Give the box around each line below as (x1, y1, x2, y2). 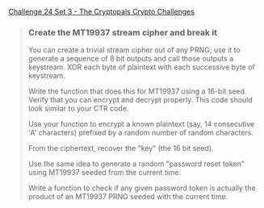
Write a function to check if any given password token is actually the (27, 183, 256, 193)
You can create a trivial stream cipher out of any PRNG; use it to (27, 45, 241, 55)
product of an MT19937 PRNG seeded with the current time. (27, 192, 228, 202)
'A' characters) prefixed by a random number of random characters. (27, 128, 254, 138)
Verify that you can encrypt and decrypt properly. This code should (27, 95, 253, 105)
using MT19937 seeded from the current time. (27, 168, 182, 177)
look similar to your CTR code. (27, 104, 129, 114)
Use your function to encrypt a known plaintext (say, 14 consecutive (27, 119, 255, 129)
